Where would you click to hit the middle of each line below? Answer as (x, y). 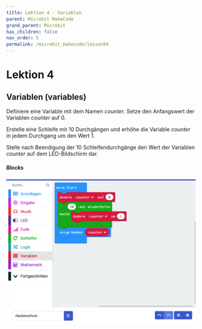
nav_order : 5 (23, 38)
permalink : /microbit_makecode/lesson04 (58, 44)
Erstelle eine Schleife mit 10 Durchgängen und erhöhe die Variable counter (98, 129)
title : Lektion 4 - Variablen (44, 13)
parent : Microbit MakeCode (40, 19)
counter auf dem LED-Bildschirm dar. (52, 154)
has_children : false (32, 32)
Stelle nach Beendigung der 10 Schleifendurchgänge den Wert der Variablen (101, 147)
